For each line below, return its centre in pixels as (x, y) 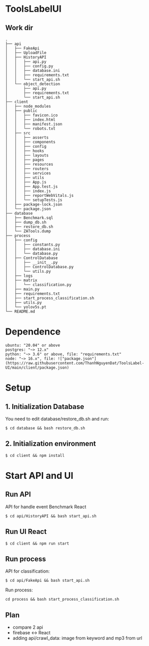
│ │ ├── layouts (27, 156)
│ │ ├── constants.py (33, 245)
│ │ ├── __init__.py (32, 263)
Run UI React (26, 532)
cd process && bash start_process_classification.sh (62, 600)
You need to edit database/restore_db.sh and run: (57, 419)
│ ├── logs (19, 276)
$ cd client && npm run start (37, 544)
